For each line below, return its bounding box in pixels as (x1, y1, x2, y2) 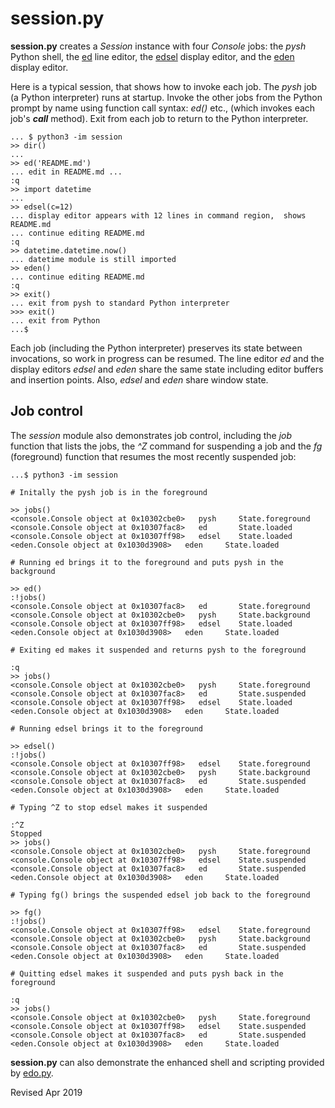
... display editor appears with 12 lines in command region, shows (10, 210, 307, 221)
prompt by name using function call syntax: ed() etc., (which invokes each (10, 102, 316, 114)
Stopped (10, 828, 43, 839)
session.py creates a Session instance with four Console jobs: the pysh (10, 40, 307, 52)
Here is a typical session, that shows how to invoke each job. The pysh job (10, 80, 318, 92)
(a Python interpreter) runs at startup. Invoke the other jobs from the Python (10, 91, 323, 103)
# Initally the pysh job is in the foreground (10, 487, 208, 497)
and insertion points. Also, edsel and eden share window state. (10, 373, 269, 386)
